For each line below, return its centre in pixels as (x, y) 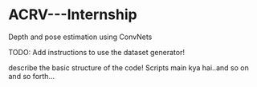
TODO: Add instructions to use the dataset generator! (96, 52)
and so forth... (31, 76)
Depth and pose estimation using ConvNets (80, 37)
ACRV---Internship (73, 15)
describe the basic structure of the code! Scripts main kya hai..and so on (128, 67)
